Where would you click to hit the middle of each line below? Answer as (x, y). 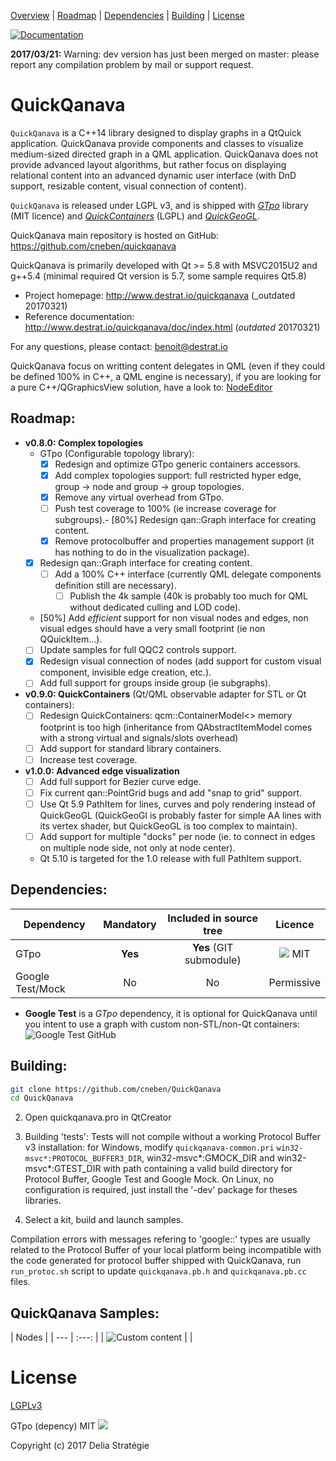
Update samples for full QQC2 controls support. (138, 650)
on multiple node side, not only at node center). (137, 847)
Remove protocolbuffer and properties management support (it (184, 541)
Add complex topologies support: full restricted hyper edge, (178, 475)
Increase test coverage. (88, 759)
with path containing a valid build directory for (198, 1169)
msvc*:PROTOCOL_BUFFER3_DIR (83, 1159)
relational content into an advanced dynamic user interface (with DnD (153, 175)
